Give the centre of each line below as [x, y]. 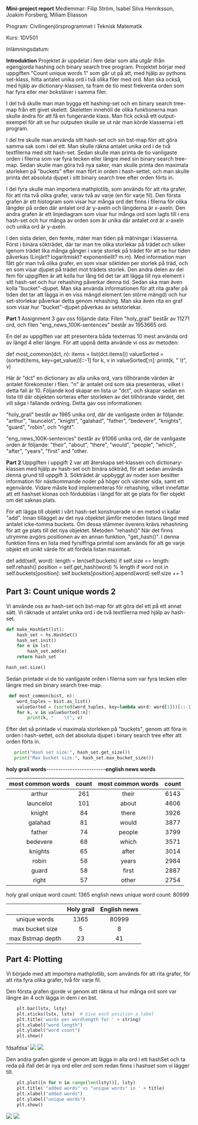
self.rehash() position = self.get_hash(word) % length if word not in [88, 567]
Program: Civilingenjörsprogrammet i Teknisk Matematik [74, 26]
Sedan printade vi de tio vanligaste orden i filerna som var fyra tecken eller [97, 679]
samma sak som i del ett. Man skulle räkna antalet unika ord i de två [88, 146]
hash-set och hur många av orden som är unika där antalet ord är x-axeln [95, 220]
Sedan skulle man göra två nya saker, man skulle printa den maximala [104, 165]
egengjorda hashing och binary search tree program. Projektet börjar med [96, 67]
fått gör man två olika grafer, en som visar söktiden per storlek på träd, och [97, 263]
